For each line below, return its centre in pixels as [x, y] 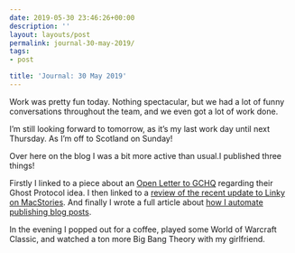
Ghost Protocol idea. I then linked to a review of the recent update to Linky [147, 192]
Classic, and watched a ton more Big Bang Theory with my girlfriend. [138, 239]
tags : [19, 52]
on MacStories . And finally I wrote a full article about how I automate [136, 202]
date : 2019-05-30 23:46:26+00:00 [72, 18]
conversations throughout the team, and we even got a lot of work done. [144, 111]
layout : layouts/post [50, 34]
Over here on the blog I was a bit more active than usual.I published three [146, 155]
